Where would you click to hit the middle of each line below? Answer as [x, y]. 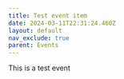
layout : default [35, 30]
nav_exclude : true [39, 38]
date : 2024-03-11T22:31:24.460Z [62, 23]
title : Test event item [48, 16]
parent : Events [34, 45]
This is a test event [39, 68]
